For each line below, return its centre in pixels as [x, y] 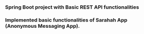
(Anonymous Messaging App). [43, 26]
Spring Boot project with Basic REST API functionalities [72, 7]
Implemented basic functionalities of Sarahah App [66, 20]
